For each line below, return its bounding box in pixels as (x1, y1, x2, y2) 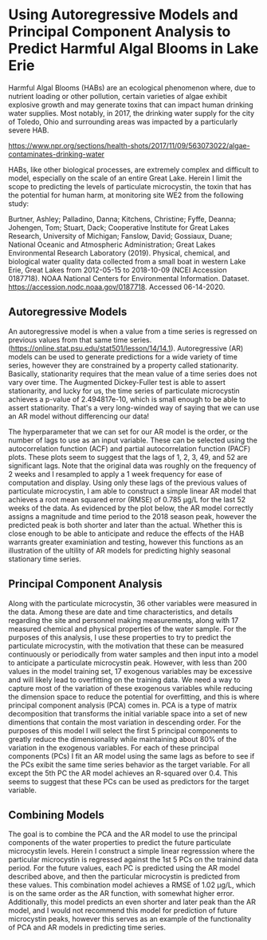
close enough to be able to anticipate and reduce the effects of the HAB (8, 529, 245, 538)
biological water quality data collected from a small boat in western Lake (8, 256, 246, 266)
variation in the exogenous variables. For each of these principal (8, 743, 219, 752)
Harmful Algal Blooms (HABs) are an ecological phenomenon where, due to (8, 82, 256, 93)
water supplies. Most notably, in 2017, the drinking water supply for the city (8, 108, 255, 117)
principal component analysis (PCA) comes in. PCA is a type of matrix (8, 700, 238, 710)
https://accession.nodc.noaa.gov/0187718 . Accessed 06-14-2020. (8, 282, 226, 292)
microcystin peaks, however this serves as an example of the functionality (8, 914, 252, 924)
